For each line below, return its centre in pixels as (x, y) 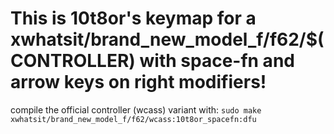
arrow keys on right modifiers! (138, 82)
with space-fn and (217, 61)
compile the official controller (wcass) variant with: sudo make (136, 109)
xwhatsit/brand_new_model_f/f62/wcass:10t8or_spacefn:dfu (133, 119)
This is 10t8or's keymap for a (133, 18)
